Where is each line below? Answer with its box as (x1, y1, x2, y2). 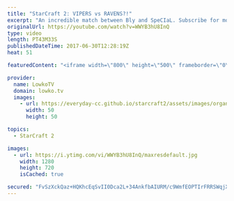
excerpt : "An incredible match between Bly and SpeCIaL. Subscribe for (7, 17, 219, 24)
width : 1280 (19, 158, 54, 165)
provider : (7, 74, 36, 81)
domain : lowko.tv (13, 87, 64, 94)
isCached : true (19, 171, 64, 178)
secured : (7, 184, 33, 191)
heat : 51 (7, 50, 33, 57)
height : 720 (19, 165, 54, 172)
